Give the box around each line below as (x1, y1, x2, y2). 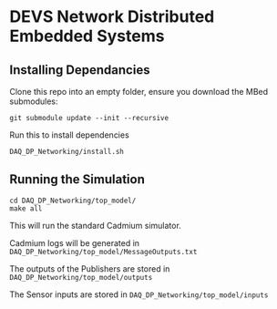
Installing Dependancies (9, 62, 150, 77)
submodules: (9, 96, 58, 107)
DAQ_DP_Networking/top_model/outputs (9, 273, 153, 282)
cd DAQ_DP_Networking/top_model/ (9, 196, 137, 205)
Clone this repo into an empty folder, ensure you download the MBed (9, 87, 269, 97)
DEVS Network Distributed (9, 6, 215, 27)
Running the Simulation (9, 171, 146, 188)
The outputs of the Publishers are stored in (9, 263, 170, 274)
